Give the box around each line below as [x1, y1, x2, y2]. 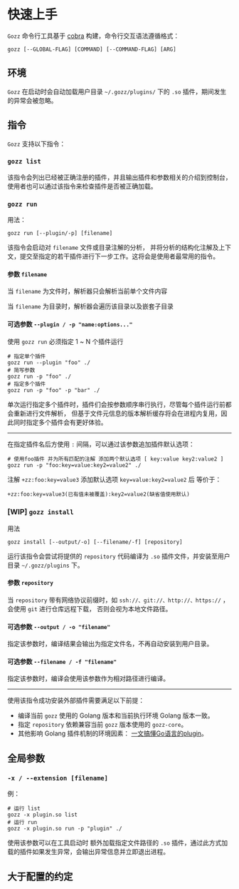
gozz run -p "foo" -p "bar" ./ [7, 386, 100, 393]
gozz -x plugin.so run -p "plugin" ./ [7, 825, 122, 833]
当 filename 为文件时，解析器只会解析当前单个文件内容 [7, 287, 168, 296]
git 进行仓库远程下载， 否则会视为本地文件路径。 [27, 605, 172, 613]
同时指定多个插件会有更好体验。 [13, 418, 107, 426]
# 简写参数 [7, 366, 36, 373]
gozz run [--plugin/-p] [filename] [7, 230, 113, 237]
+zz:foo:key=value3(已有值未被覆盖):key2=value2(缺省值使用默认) [7, 491, 190, 498]
